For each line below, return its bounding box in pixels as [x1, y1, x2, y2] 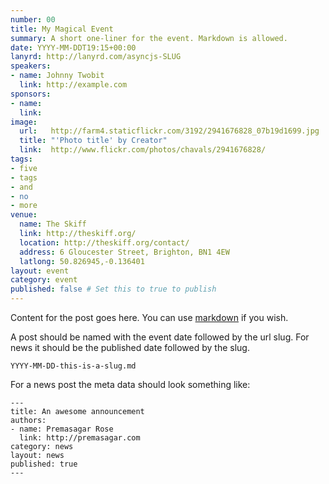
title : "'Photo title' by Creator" [19, 136, 168, 146]
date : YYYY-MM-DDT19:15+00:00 [10, 42, 137, 53]
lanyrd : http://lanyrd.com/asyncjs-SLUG [10, 52, 182, 62]
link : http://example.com [19, 80, 128, 90]
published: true [10, 459, 78, 469]
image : [10, 117, 38, 127]
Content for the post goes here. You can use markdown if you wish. [10, 312, 289, 323]
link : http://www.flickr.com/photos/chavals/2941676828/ [19, 145, 267, 155]
